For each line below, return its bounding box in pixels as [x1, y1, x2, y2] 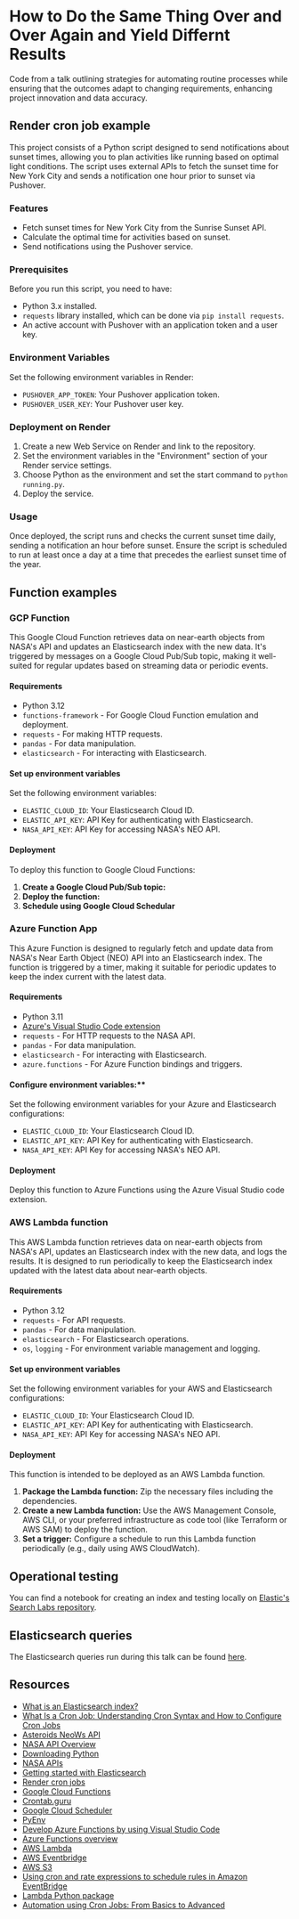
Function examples [9, 585, 117, 600]
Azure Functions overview [21, 1833, 118, 1844]
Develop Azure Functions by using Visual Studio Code [21, 1824, 221, 1834]
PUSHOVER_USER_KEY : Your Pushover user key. [21, 398, 184, 409]
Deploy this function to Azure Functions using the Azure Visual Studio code [9, 1184, 285, 1195]
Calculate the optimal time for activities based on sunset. [21, 232, 231, 242]
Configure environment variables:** [9, 1079, 146, 1090]
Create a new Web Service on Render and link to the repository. [21, 441, 256, 451]
